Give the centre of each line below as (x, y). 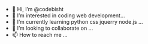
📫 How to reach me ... (40, 35)
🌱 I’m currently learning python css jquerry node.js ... (77, 22)
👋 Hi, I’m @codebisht (38, 9)
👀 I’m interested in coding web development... (68, 15)
